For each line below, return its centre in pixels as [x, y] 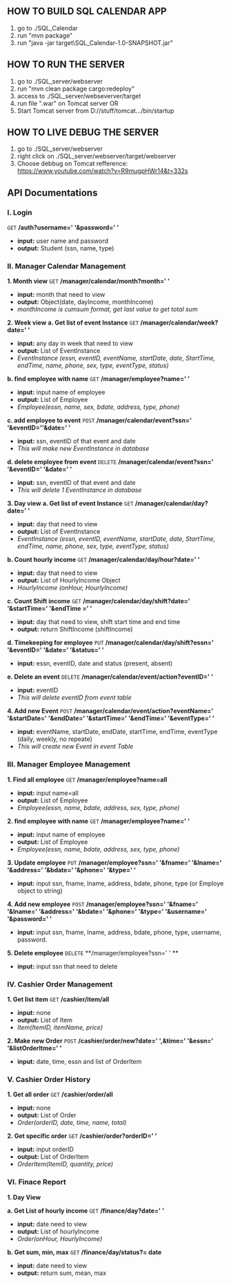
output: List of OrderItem [53, 1157]
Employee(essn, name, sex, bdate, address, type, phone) [98, 407]
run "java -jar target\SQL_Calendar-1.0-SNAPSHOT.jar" [95, 43]
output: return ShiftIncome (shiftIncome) [75, 630]
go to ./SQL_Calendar [47, 28]
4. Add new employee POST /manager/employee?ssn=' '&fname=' [103, 904]
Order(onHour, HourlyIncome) [60, 1238]
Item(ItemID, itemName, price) [60, 1027]
